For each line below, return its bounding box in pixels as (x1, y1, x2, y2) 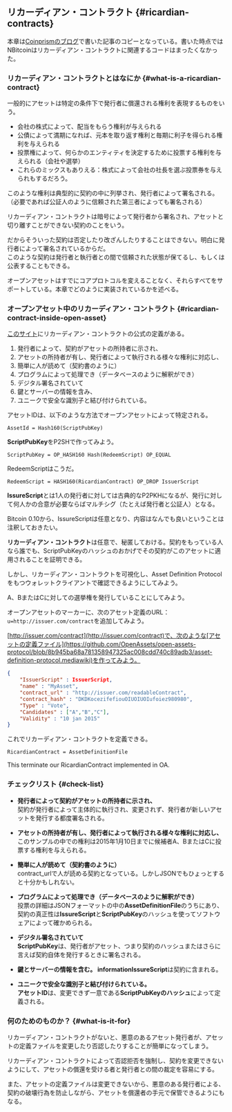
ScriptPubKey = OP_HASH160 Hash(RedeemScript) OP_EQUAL (7, 452, 171, 459)
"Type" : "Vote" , (19, 702, 70, 709)
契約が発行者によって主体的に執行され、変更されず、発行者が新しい (17, 805, 211, 813)
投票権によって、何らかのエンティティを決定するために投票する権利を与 (17, 148, 222, 157)
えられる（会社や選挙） (17, 157, 84, 165)
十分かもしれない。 (23, 877, 78, 886)
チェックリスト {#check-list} (7, 779, 104, 789)
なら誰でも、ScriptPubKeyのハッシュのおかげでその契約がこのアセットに (7, 547, 215, 555)
